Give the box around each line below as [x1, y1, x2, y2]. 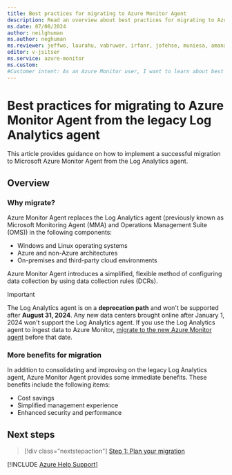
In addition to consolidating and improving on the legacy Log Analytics [7, 366, 207, 374]
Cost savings [17, 394, 55, 403]
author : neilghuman [7, 29, 64, 37]
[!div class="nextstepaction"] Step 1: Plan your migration [23, 447, 185, 456]
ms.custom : [7, 61, 39, 68]
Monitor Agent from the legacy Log [7, 112, 212, 128]
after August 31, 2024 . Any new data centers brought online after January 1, [7, 311, 225, 320]
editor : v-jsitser [7, 49, 60, 56]
